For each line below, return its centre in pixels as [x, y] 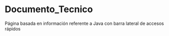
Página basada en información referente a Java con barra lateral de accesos [84, 23]
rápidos [13, 28]
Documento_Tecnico [49, 9]
